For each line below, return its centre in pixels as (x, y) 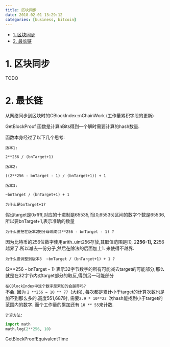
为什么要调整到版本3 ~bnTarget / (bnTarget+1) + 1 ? (60, 259)
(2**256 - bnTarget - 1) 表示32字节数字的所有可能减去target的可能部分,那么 (85, 269)
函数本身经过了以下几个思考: (35, 137)
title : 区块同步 (21, 10)
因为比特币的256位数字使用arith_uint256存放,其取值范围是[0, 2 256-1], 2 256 (85, 242)
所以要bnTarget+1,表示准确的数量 (40, 221)
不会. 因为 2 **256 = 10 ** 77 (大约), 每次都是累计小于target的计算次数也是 (85, 292)
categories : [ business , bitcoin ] (41, 19)
